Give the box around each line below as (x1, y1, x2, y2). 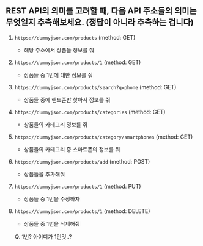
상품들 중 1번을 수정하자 (23, 195, 80, 203)
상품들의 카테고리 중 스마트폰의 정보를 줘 (23, 145, 120, 153)
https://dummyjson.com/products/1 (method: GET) (14, 59, 141, 66)
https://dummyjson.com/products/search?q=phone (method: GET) (14, 83, 177, 90)
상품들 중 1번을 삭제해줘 (23, 220, 80, 227)
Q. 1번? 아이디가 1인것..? (14, 233, 72, 240)
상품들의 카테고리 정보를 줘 (23, 121, 88, 128)
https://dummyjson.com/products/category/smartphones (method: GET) (14, 133, 193, 140)
